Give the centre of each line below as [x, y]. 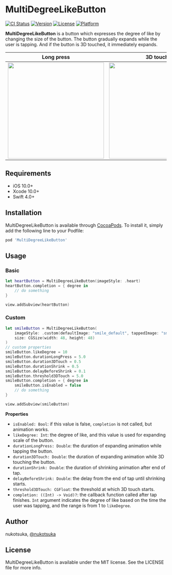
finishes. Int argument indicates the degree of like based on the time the [89, 500]
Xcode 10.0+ [26, 191]
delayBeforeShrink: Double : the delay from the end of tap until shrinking [89, 478]
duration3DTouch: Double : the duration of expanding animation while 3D [89, 456]
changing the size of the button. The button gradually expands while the [81, 39]
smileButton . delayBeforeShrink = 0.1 [46, 371]
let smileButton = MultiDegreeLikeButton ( [51, 328]
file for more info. [24, 568]
